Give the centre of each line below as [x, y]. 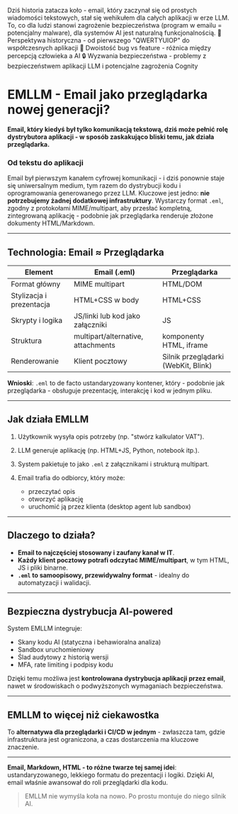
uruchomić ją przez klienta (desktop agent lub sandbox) [109, 507]
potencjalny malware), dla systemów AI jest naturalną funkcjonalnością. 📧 [114, 33]
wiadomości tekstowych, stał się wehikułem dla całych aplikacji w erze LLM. [118, 18]
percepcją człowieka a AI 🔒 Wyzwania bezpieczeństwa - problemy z [107, 56]
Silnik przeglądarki [193, 357]
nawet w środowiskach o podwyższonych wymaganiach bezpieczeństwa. [115, 686]
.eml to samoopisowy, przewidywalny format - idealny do [103, 575]
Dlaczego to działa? [51, 535]
